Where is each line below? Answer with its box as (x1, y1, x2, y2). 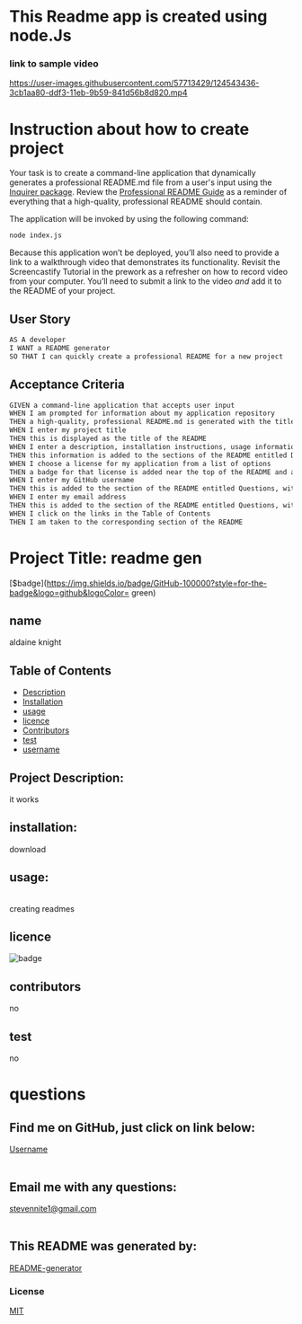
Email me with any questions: (9, 1179, 177, 1195)
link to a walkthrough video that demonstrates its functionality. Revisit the (9, 257, 280, 268)
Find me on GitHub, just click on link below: (9, 1120, 256, 1135)
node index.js (9, 231, 63, 240)
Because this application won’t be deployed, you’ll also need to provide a (9, 247, 280, 258)
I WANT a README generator (9, 343, 111, 352)
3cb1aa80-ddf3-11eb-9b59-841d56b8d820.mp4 (9, 87, 188, 98)
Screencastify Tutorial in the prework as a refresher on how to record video (9, 267, 289, 278)
